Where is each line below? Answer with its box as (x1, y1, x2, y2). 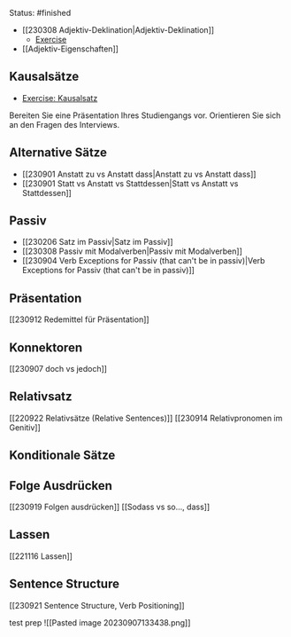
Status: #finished (9, 8, 72, 18)
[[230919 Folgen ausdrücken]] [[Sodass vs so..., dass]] (9, 501, 211, 513)
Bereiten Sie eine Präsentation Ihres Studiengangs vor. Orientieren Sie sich (9, 110, 281, 121)
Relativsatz (9, 389, 73, 405)
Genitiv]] (9, 421, 42, 433)
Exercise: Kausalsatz (21, 92, 98, 103)
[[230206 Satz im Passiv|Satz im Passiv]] (21, 237, 174, 248)
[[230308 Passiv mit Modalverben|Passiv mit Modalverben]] (21, 246, 243, 256)
